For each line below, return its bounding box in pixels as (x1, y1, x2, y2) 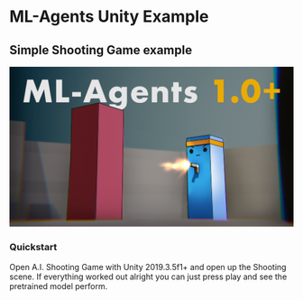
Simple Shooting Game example (9, 42, 192, 58)
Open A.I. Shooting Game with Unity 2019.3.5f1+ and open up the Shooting (9, 261, 287, 272)
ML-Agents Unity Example (9, 6, 209, 27)
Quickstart (9, 241, 58, 254)
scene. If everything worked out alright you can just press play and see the (9, 271, 288, 282)
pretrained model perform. (9, 280, 108, 291)
